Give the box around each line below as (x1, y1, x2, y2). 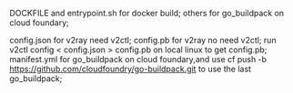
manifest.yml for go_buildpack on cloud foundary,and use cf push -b (9, 54, 267, 64)
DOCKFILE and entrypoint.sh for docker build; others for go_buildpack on (9, 8, 285, 18)
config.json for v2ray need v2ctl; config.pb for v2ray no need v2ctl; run (9, 35, 277, 45)
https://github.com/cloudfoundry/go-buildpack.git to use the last (9, 63, 252, 74)
